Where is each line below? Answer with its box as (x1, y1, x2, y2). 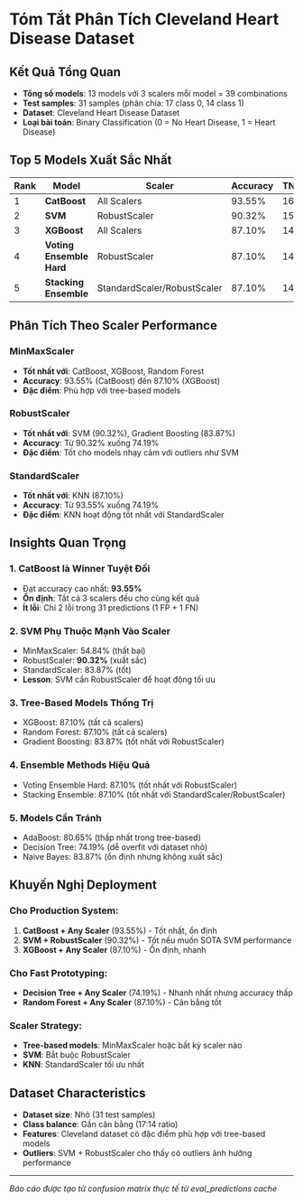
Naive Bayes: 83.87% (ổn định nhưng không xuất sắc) (22, 851, 224, 862)
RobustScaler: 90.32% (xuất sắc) (22, 655, 147, 666)
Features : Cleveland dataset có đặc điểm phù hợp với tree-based (22, 1129, 266, 1140)
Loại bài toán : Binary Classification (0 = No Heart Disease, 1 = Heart (22, 117, 276, 127)
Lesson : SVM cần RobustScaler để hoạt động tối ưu (22, 674, 216, 685)
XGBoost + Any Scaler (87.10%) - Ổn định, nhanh (22, 944, 207, 955)
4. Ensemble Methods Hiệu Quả (9, 759, 151, 771)
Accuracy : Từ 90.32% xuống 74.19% (22, 437, 160, 448)
